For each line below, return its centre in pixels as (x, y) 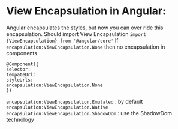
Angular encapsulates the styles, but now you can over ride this (85, 28)
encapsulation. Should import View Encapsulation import (76, 34)
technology (20, 119)
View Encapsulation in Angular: (86, 11)
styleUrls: (20, 80)
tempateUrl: (21, 74)
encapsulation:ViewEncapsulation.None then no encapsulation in (86, 47)
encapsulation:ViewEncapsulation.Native (58, 107)
